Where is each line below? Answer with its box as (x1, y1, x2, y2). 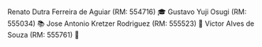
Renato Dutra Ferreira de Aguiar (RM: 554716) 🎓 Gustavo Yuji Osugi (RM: (7, 7, 247, 16)
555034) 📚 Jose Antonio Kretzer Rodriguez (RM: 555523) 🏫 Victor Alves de (7, 19, 255, 28)
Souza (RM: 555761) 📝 (7, 31, 80, 39)
